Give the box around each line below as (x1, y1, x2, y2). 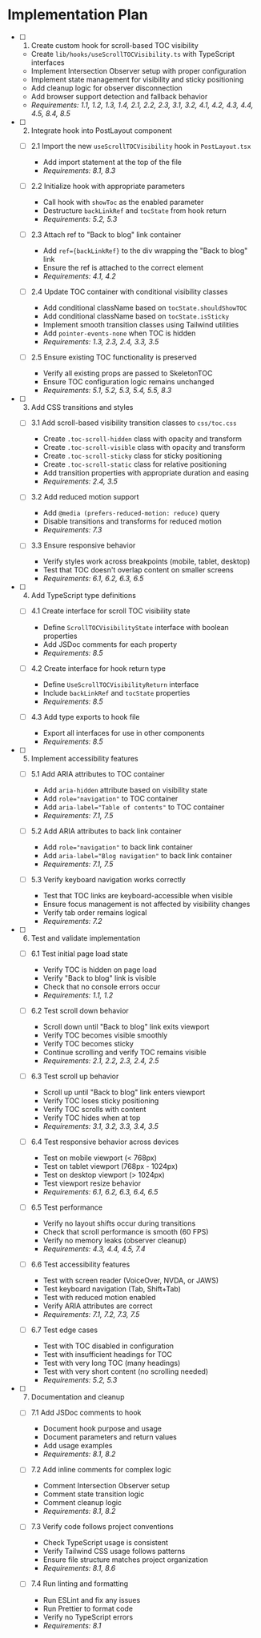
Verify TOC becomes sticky (42, 1038, 134, 1048)
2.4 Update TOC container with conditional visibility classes (30, 287, 228, 297)
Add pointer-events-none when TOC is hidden (42, 328, 196, 338)
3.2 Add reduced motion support (30, 492, 139, 502)
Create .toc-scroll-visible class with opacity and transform (42, 443, 246, 452)
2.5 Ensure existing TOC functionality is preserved (30, 352, 197, 362)
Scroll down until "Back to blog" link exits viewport (42, 1022, 210, 1031)
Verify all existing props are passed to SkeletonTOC (42, 368, 213, 378)
